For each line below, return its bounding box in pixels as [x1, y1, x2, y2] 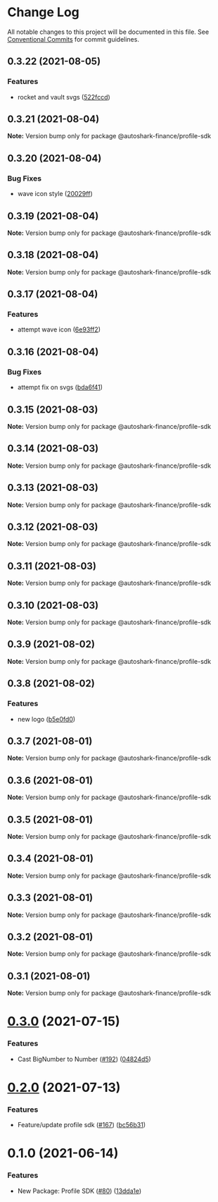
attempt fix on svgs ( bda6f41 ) [17, 383, 103, 391]
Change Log [7, 4, 79, 20]
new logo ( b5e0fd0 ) [17, 715, 76, 723]
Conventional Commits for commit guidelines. [7, 35, 139, 43]
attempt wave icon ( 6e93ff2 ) [17, 325, 101, 334]
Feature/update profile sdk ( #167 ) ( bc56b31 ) [17, 1121, 146, 1129]
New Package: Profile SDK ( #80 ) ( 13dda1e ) [17, 1186, 142, 1195]
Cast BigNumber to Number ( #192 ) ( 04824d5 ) [17, 1055, 151, 1063]
